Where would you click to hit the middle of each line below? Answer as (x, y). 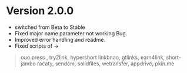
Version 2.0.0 (40, 11)
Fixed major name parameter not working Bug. (71, 33)
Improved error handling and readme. (60, 39)
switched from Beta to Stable (50, 27)
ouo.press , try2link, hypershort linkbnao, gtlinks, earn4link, (93, 57)
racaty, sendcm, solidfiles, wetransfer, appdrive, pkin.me (106, 64)
